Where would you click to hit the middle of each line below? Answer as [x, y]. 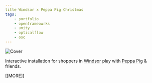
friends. [13, 66]
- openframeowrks [32, 23]
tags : [11, 14]
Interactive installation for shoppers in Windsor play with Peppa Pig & [76, 61]
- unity [22, 28]
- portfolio [26, 19]
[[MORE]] [15, 76]
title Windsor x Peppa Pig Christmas [44, 10]
